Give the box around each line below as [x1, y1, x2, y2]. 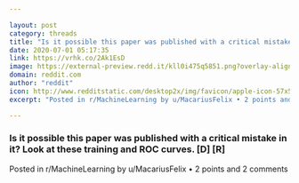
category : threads [9, 28, 77, 38]
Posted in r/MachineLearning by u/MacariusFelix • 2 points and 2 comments [9, 163, 288, 174]
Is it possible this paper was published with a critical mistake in [9, 132, 287, 145]
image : [9, 62, 34, 71]
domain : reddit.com [9, 70, 82, 80]
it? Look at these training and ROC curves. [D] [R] [9, 143, 225, 155]
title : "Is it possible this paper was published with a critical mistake [9, 37, 293, 46]
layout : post [9, 20, 58, 29]
